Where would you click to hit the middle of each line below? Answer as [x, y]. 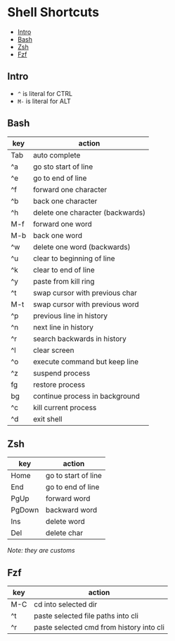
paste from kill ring [64, 281]
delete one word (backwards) [82, 246]
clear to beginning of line [74, 258]
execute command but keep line [86, 361]
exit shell [47, 419]
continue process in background [86, 396]
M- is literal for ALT [44, 101]
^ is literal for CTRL [45, 93]
